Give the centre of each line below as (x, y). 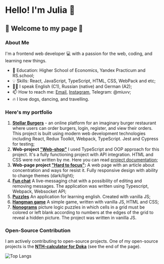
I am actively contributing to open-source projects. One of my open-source (82, 241)
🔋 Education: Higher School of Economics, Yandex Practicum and (79, 70)
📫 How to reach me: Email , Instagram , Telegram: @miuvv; (72, 92)
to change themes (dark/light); (43, 176)
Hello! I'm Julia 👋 (40, 10)
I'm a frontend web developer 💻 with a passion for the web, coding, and (79, 53)
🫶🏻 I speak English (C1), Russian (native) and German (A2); (72, 86)
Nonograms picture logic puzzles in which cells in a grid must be (78, 207)
